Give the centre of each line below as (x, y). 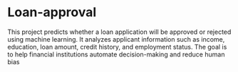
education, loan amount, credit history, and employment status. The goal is (117, 47)
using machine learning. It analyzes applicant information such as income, (116, 39)
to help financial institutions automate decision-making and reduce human (116, 54)
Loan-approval (52, 12)
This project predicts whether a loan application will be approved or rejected (119, 32)
